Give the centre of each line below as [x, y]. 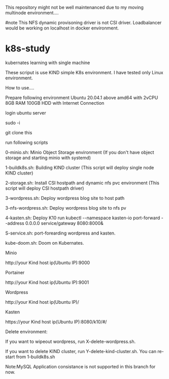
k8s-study [28, 49]
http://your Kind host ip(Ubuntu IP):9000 [48, 263]
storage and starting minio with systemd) [48, 158]
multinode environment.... [32, 13]
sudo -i [13, 123]
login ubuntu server [26, 113]
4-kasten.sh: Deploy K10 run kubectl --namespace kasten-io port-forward [83, 218]
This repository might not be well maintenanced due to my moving [74, 7]
